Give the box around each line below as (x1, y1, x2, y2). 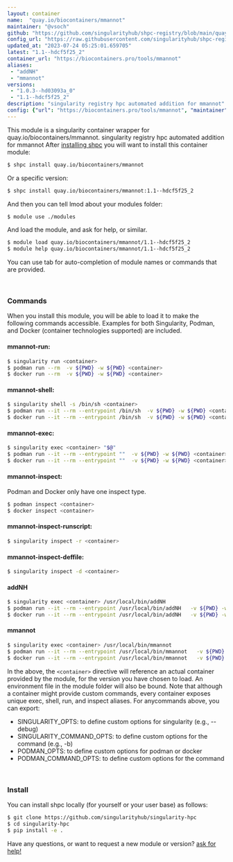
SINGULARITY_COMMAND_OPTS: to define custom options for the (17, 732, 208, 740)
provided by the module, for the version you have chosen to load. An (7, 674, 203, 683)
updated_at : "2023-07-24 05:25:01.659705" (7, 42, 132, 49)
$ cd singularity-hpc (7, 820, 70, 827)
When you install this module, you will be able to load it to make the (7, 312, 200, 320)
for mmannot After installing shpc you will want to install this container (7, 140, 208, 149)
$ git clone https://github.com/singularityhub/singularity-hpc (7, 813, 197, 821)
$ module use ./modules (7, 213, 76, 220)
